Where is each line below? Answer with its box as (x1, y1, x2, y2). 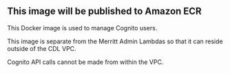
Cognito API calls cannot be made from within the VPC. (7, 58, 164, 66)
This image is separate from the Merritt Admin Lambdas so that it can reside (7, 37, 223, 45)
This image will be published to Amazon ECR (7, 6, 202, 17)
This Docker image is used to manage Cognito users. (7, 23, 158, 32)
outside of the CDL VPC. (7, 44, 77, 52)
